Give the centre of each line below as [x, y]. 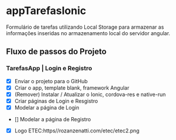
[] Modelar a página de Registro [53, 119]
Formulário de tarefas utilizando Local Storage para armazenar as [85, 27]
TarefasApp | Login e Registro [49, 69]
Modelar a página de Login [47, 107]
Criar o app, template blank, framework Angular [72, 88]
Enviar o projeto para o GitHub [51, 81]
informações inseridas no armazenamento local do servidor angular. [88, 33]
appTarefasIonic [46, 11]
